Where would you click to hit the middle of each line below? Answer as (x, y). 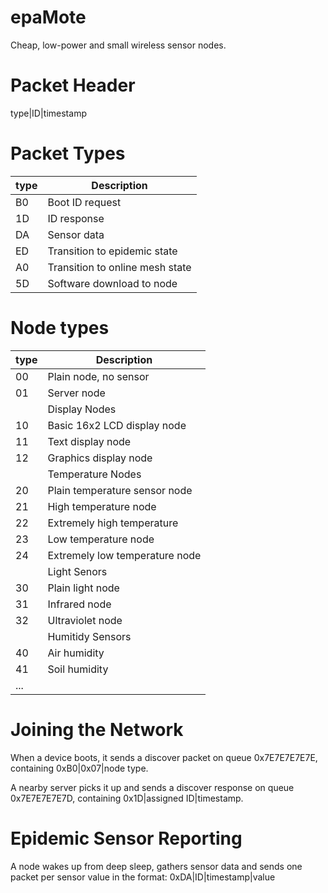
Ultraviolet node (85, 620)
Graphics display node (100, 458)
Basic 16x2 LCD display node (117, 425)
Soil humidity (78, 669)
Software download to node (112, 283)
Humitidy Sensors (89, 636)
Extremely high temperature (113, 523)
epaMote (48, 17)
